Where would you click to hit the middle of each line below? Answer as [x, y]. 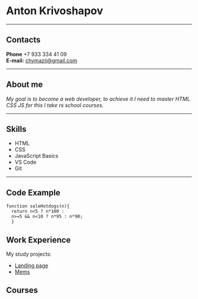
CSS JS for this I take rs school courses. [55, 105]
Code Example [33, 192]
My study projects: [29, 254]
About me [24, 85]
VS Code [25, 162]
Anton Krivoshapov [55, 11]
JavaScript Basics [37, 156]
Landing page [31, 265]
